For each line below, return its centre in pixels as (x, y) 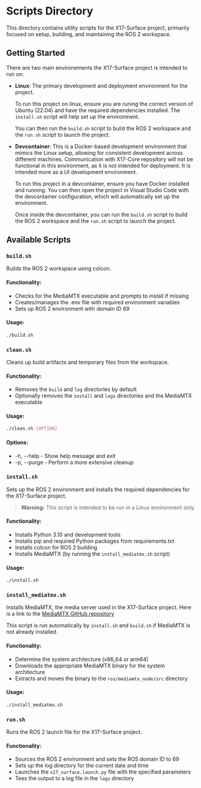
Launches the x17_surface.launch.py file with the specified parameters (103, 772)
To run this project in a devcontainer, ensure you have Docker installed (102, 183)
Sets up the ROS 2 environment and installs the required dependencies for (98, 489)
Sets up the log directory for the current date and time (82, 766)
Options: (17, 442)
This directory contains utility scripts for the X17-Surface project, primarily (98, 28)
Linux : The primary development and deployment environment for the (101, 86)
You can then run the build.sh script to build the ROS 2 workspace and (103, 128)
